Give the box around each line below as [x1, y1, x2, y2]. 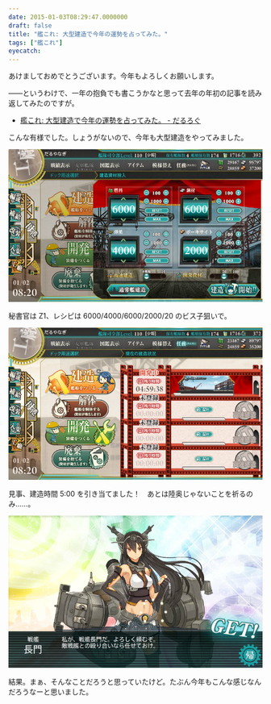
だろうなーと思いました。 [8, 687, 94, 697]
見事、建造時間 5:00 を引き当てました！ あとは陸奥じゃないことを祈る [8, 489, 247, 498]
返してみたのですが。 [8, 98, 79, 108]
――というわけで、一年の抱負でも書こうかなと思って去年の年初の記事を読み [8, 89, 262, 98]
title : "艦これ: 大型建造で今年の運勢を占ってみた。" [8, 30, 168, 38]
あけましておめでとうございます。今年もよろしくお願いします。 [8, 71, 219, 81]
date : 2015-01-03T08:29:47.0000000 [8, 13, 128, 21]
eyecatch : [8, 47, 42, 56]
